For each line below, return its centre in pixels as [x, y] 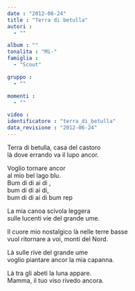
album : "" [23, 46]
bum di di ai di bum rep [40, 197]
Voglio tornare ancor [36, 168]
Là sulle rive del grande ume [48, 252]
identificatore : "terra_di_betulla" [62, 122]
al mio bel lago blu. [34, 175]
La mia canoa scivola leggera [49, 211]
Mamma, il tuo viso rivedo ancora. [55, 280]
